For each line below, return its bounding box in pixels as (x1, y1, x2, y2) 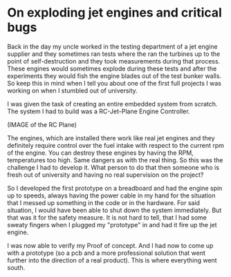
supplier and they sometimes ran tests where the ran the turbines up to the (7, 50, 221, 58)
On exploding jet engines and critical (7, 5, 223, 21)
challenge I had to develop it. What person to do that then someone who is (7, 163, 220, 171)
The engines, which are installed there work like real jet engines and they (7, 133, 216, 142)
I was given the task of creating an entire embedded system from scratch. (7, 99, 218, 108)
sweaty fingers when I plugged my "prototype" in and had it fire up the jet (7, 220, 217, 229)
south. (7, 263, 26, 271)
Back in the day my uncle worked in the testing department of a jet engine (7, 42, 218, 50)
